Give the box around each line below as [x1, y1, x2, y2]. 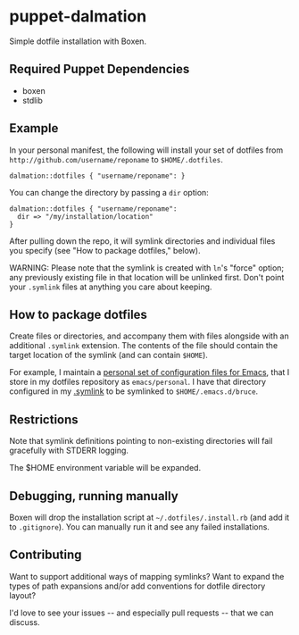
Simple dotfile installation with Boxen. [9, 36, 147, 46]
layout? [9, 589, 37, 600]
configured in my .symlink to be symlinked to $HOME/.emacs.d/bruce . [9, 386, 259, 397]
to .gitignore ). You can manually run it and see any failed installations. [9, 522, 270, 532]
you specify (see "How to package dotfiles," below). [9, 245, 201, 255]
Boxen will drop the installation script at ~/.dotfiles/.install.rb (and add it [9, 512, 290, 522]
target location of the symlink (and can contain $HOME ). [9, 350, 208, 361]
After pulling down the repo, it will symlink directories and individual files [9, 235, 276, 246]
